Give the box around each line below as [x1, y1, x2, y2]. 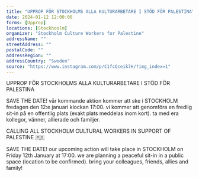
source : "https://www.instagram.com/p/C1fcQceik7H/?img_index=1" [6, 63, 171, 70]
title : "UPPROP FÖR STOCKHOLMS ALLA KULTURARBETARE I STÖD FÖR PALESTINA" [6, 8, 195, 15]
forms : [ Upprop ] [6, 19, 46, 25]
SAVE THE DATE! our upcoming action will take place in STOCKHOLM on [6, 146, 184, 153]
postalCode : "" [6, 47, 44, 53]
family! [6, 165, 23, 172]
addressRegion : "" [6, 53, 52, 58]
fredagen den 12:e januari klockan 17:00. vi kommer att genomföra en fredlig [6, 104, 192, 111]
